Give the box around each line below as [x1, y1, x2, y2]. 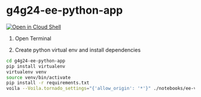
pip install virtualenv [6, 63, 66, 69]
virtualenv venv [6, 69, 47, 75]
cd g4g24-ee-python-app [6, 58, 66, 64]
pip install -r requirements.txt [6, 80, 90, 86]
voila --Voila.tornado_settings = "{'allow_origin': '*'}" [6, 86, 151, 92]
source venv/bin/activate [6, 74, 71, 80]
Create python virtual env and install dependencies [14, 46, 141, 54]
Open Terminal [14, 35, 52, 42]
